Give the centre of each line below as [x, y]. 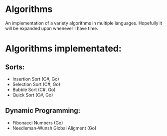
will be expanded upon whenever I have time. [52, 28]
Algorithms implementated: [64, 49]
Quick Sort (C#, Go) [33, 95]
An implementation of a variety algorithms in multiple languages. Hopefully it [84, 23]
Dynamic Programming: [43, 111]
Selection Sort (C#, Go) [36, 84]
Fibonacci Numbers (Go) [38, 122]
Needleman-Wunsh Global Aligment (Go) [54, 128]
